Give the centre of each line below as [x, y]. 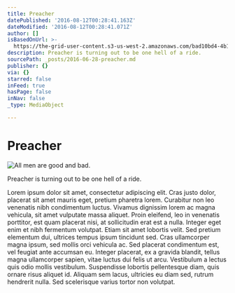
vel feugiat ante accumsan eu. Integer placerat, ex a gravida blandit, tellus [114, 252]
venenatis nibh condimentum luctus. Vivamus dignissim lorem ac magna [111, 207]
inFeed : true [26, 86]
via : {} [19, 72]
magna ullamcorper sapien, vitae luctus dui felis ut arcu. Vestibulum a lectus [117, 259]
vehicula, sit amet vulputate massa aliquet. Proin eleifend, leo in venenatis [114, 214]
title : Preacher [31, 14]
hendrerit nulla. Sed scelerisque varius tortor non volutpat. [91, 282]
